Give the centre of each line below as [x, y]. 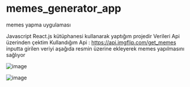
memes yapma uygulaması [39, 25]
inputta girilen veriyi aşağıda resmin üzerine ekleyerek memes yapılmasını [95, 48]
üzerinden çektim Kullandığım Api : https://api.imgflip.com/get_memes [91, 42]
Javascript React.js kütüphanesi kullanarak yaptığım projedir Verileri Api [93, 36]
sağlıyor [16, 55]
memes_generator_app [64, 9]
